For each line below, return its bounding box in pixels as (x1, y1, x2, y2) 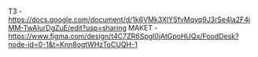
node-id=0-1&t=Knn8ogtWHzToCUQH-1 (8, 40, 138, 49)
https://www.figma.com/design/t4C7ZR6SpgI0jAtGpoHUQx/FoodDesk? (8, 31, 239, 41)
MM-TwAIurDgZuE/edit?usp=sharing (8, 23, 127, 32)
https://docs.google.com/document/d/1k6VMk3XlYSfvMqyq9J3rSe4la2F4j (8, 15, 250, 24)
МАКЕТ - (128, 23, 158, 32)
